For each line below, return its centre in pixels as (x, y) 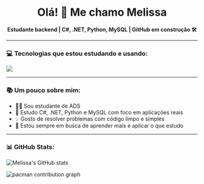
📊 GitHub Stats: (30, 147)
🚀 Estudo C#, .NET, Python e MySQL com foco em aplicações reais (99, 112)
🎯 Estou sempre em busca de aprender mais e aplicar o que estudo (99, 125)
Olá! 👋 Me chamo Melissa (102, 12)
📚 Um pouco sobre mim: (43, 90)
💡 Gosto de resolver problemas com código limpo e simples (90, 119)
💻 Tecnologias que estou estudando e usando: (77, 53)
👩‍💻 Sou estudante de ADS (48, 106)
